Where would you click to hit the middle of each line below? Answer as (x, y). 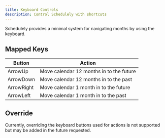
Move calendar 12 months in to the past (86, 80)
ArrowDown (21, 80)
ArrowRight (21, 88)
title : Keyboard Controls (32, 10)
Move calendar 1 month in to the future (85, 88)
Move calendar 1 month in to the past (83, 95)
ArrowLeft (19, 95)
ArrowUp (18, 71)
